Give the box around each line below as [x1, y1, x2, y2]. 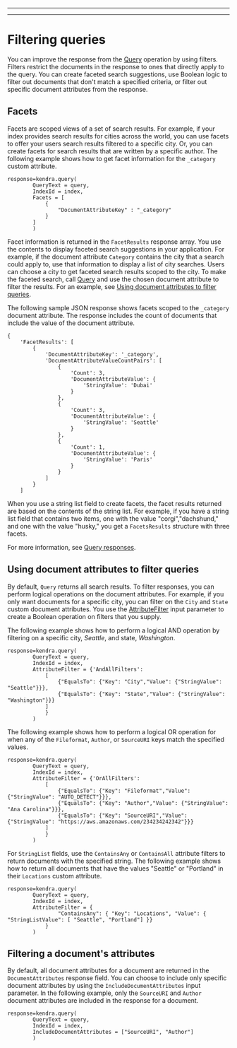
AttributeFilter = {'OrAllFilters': [32, 775, 140, 782]
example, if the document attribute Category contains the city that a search [7, 252, 224, 261]
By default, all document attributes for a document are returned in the [7, 966, 209, 975]
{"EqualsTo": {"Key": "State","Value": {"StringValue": [57, 690, 226, 697]
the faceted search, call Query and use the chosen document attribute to [7, 275, 219, 283]
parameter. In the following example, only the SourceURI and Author [7, 989, 202, 997]
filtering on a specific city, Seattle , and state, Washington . [7, 633, 176, 642]
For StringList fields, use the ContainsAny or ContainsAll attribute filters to [7, 849, 226, 857]
